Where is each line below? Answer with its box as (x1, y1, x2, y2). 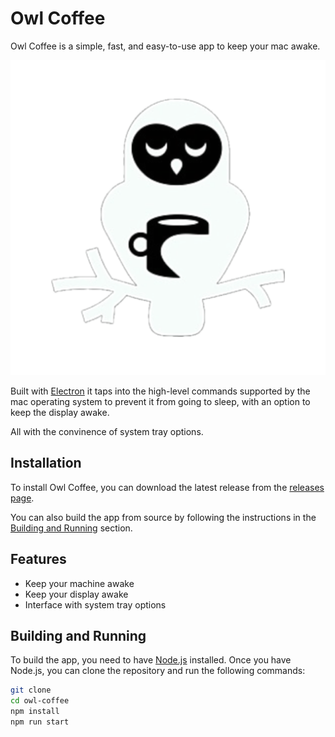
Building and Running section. (10, 522, 133, 534)
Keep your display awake (24, 588, 129, 600)
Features (10, 551, 67, 568)
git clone (10, 685, 52, 696)
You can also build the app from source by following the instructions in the (10, 511, 317, 523)
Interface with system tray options (24, 598, 167, 611)
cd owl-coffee (10, 696, 70, 706)
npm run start (10, 717, 70, 727)
